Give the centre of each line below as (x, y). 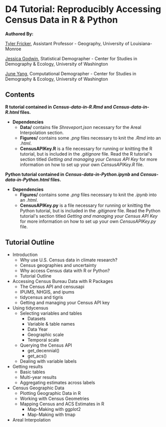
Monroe (13, 49)
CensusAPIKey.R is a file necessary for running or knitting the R (86, 149)
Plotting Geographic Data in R (50, 393)
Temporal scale (43, 340)
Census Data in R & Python (61, 20)
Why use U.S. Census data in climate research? (68, 260)
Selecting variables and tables (51, 313)
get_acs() (37, 356)
